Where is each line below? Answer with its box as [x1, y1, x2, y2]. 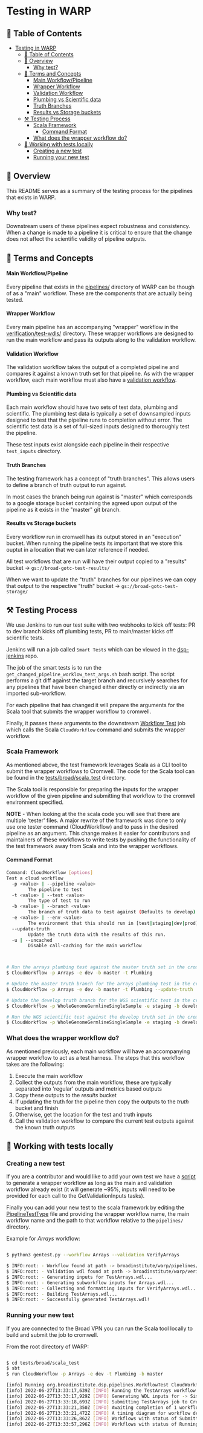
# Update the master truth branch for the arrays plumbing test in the [6, 981, 190, 987]
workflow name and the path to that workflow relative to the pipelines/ [6, 1217, 184, 1224]
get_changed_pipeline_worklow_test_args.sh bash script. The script [6, 670, 175, 677]
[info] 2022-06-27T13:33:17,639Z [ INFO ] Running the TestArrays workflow [6, 1388, 196, 1394]
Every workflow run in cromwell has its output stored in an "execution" [6, 533, 182, 540]
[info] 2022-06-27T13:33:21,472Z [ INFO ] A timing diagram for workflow [6, 1410, 190, 1416]
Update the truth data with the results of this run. [28, 932, 166, 938]
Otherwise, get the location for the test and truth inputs [14, 1111, 152, 1118]
